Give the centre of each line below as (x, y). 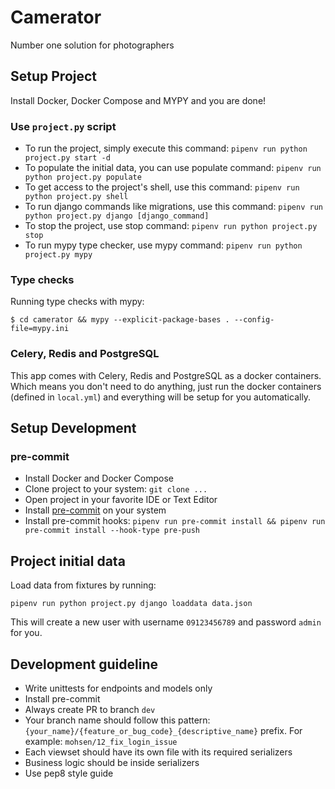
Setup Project (54, 76)
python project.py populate (83, 177)
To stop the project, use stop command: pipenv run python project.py (171, 226)
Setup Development (73, 428)
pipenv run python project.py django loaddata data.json (131, 604)
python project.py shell (76, 197)
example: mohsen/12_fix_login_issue (101, 741)
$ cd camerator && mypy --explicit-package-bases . (120, 320)
